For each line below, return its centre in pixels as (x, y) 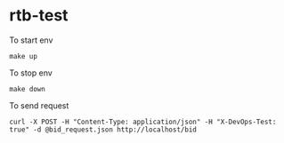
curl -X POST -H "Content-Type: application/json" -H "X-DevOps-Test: (143, 122)
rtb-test (39, 16)
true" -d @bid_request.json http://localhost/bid (103, 130)
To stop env (31, 73)
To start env (31, 40)
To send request (39, 105)
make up (24, 56)
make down (28, 89)
